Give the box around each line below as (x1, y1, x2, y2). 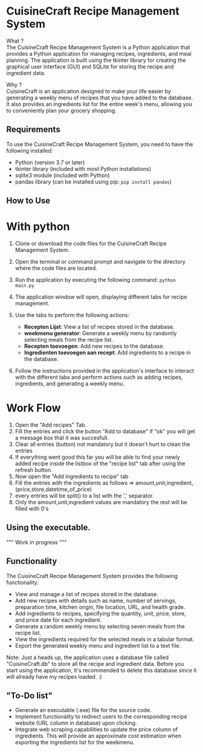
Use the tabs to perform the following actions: (14, 311, 130, 319)
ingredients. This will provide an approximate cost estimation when (14, 732, 182, 740)
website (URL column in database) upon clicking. (14, 719, 137, 727)
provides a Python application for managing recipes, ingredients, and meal (6, 50, 192, 57)
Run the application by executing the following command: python (14, 276, 176, 284)
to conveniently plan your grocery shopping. (6, 107, 117, 114)
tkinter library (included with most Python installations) (14, 165, 152, 172)
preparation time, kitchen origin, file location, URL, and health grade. (14, 603, 185, 610)
